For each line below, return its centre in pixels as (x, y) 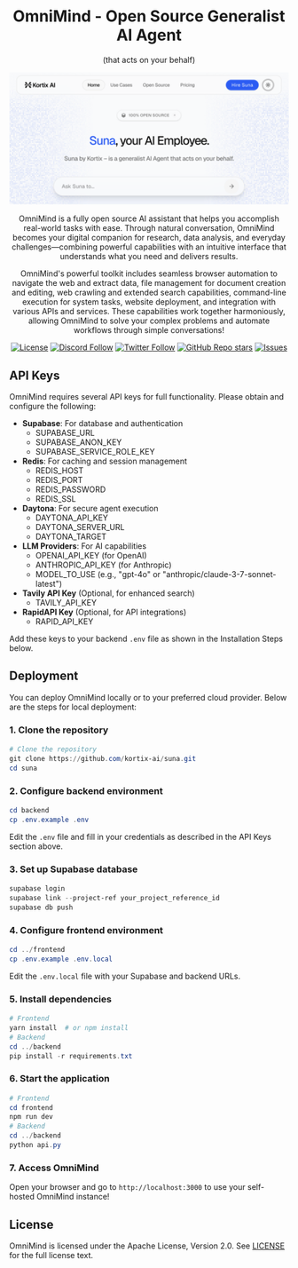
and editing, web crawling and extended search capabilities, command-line (149, 293)
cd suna (24, 768)
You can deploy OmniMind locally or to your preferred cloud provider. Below (148, 697)
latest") (49, 583)
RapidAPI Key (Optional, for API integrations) (104, 612)
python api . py (35, 1145)
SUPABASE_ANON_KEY (78, 442)
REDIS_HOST (59, 470)
